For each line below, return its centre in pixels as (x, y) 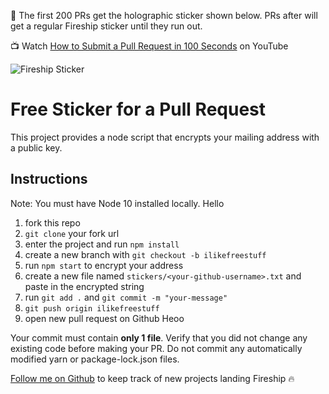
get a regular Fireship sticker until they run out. (106, 26)
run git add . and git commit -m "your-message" (126, 297)
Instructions (49, 179)
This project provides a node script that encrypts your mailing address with (165, 137)
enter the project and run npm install (102, 244)
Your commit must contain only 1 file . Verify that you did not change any (159, 337)
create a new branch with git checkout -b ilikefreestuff (145, 254)
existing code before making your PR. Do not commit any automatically (156, 348)
